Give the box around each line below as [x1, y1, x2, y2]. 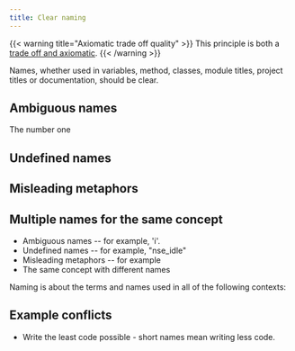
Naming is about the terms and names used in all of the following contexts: [9, 282, 286, 292]
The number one [9, 124, 71, 135]
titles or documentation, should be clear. [9, 74, 159, 85]
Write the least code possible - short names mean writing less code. [22, 331, 276, 342]
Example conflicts [9, 308, 112, 323]
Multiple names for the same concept [9, 211, 223, 227]
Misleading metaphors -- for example [22, 255, 162, 265]
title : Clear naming [9, 13, 87, 22]
